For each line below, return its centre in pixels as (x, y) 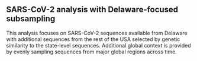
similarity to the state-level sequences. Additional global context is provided (98, 45)
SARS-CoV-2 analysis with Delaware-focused (92, 10)
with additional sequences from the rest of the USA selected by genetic (93, 39)
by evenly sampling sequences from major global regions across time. (92, 52)
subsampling (31, 19)
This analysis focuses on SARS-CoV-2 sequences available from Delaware (97, 33)
